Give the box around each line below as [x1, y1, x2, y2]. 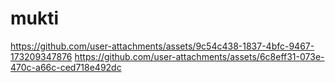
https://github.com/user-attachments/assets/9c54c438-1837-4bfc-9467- [10, 40, 315, 52]
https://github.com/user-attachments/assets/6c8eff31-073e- [74, 50, 325, 62]
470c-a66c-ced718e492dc [10, 61, 122, 73]
